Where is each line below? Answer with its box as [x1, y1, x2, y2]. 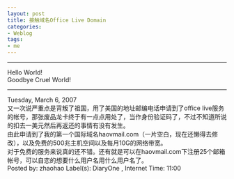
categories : [7, 23, 42, 30]
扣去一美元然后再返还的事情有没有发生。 [13, 121, 130, 130]
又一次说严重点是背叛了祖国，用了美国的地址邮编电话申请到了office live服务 [7, 104, 225, 112]
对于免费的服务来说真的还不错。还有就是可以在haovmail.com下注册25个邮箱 [7, 148, 226, 155]
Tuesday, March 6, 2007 [7, 95, 77, 104]
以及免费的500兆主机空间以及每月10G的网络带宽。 [22, 139, 167, 147]
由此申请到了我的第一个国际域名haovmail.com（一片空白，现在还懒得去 [7, 130, 212, 138]
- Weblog [7, 29, 33, 37]
